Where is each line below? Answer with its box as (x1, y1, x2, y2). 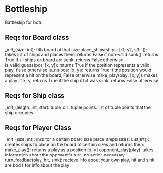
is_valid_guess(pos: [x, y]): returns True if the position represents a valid (5, 62, 150, 68)
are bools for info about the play (5, 162, 70, 168)
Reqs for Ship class (5, 91, 65, 100)
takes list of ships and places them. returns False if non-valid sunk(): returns (5, 52, 159, 57)
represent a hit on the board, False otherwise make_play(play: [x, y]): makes (5, 72, 158, 78)
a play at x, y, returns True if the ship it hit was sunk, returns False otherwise (5, 77, 159, 83)
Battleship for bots (5, 19, 42, 25)
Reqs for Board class (5, 34, 69, 42)
